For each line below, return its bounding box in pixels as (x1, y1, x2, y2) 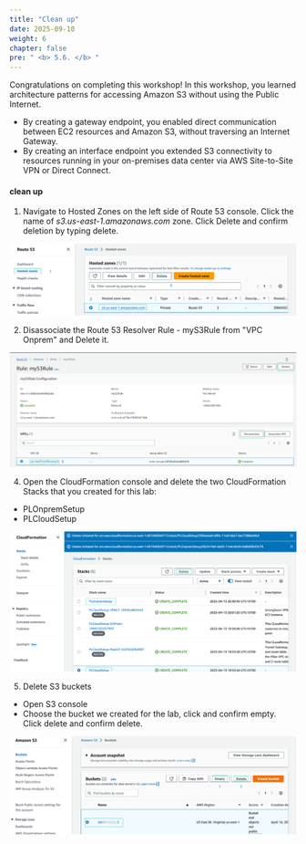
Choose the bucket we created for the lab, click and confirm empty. (22, 708, 277, 720)
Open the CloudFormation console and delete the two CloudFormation (22, 475, 287, 487)
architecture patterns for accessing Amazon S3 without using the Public (9, 89, 280, 100)
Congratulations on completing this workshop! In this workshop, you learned (9, 79, 296, 90)
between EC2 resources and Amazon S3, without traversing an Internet (22, 126, 291, 137)
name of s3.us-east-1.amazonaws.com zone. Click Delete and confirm (22, 215, 289, 227)
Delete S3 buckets (22, 681, 92, 693)
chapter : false (9, 44, 67, 53)
